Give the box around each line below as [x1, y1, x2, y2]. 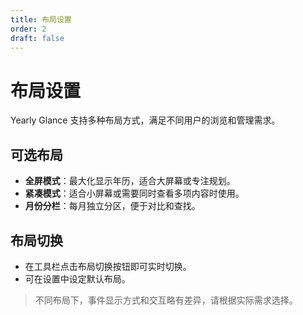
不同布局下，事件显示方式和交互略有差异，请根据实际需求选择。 [34, 294, 298, 306]
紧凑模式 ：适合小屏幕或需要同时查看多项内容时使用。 [24, 187, 245, 200]
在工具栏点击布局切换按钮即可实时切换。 [24, 260, 192, 272]
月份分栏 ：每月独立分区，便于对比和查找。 [24, 200, 201, 212]
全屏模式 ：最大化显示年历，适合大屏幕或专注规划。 [24, 175, 236, 187]
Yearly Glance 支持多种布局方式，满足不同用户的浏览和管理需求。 [10, 114, 281, 126]
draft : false [10, 33, 65, 43]
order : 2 [10, 24, 47, 34]
